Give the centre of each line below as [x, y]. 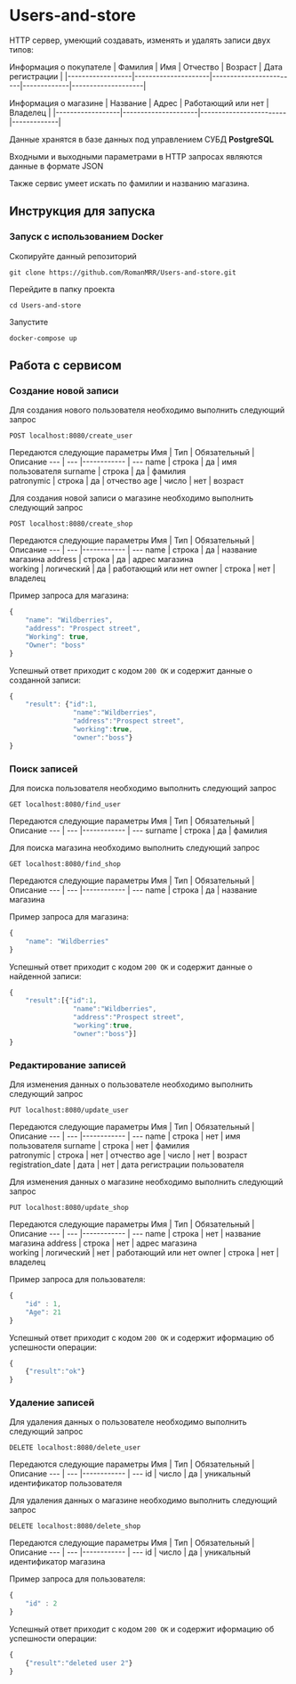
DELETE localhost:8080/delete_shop [75, 1526]
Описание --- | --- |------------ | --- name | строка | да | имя [123, 462]
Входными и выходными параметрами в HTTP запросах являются [136, 156]
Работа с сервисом [65, 366]
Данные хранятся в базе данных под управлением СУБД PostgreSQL [141, 139]
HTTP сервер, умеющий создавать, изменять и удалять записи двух [140, 40]
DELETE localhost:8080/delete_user [75, 1448]
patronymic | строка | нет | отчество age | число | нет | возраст [128, 1156]
